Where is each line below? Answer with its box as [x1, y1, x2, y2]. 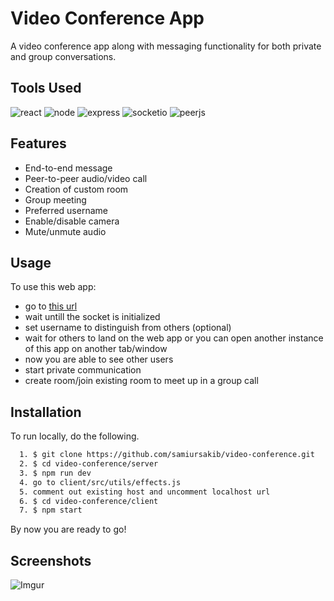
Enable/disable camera [24, 215, 120, 227]
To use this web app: [10, 281, 97, 293]
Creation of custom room [24, 183, 129, 195]
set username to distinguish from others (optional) [24, 322, 232, 334]
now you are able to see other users [24, 353, 174, 366]
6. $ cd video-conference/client [19, 496, 159, 506]
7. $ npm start [19, 505, 83, 516]
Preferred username [24, 204, 108, 216]
